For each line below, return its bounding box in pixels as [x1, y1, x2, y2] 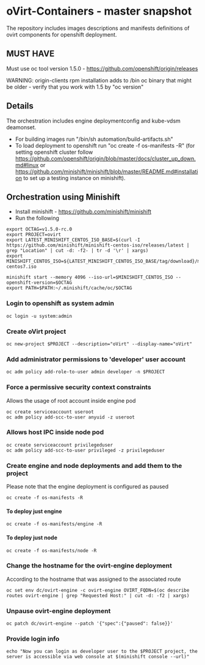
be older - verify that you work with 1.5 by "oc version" [6, 83, 144, 90]
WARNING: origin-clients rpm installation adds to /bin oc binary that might [6, 76, 192, 84]
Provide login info [6, 634, 60, 643]
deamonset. [6, 123, 37, 131]
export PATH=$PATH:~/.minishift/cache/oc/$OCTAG [6, 285, 132, 291]
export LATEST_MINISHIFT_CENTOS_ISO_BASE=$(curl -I [6, 237, 140, 243]
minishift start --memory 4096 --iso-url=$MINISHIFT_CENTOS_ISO [6, 275, 173, 281]
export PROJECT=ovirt [6, 232, 62, 238]
